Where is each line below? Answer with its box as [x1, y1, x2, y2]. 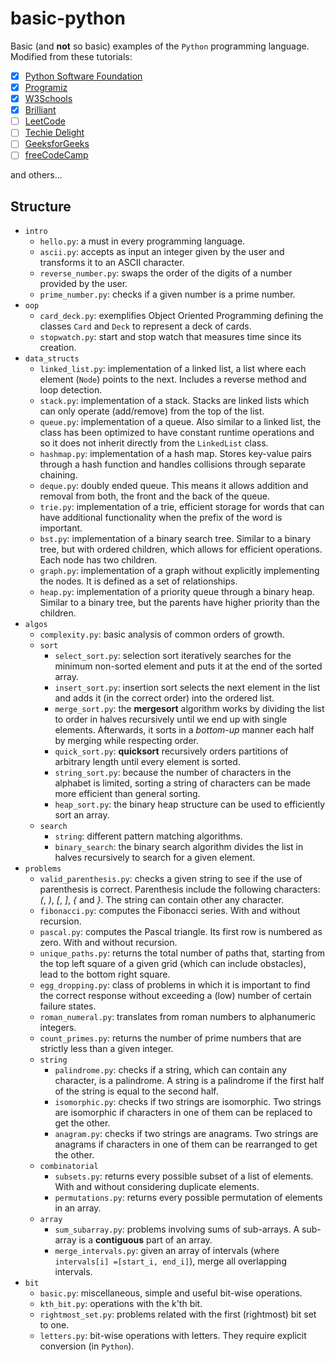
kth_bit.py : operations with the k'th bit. [39, 1298, 203, 1310]
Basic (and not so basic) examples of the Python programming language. [10, 40, 310, 52]
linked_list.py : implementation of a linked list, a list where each [39, 363, 307, 375]
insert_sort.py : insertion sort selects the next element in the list [54, 682, 321, 694]
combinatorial [39, 1162, 99, 1172]
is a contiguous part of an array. [78, 1234, 213, 1246]
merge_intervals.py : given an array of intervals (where [54, 1245, 280, 1257]
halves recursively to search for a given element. [54, 852, 256, 864]
